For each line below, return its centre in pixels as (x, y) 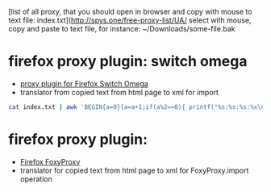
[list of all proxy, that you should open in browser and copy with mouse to (130, 12)
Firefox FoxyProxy (50, 161)
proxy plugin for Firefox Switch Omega (84, 83)
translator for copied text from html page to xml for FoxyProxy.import (134, 170)
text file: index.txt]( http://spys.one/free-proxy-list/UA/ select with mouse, (130, 20)
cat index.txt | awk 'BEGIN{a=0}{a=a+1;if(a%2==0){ (97, 107)
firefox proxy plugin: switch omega (128, 62)
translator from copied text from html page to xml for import (119, 92)
